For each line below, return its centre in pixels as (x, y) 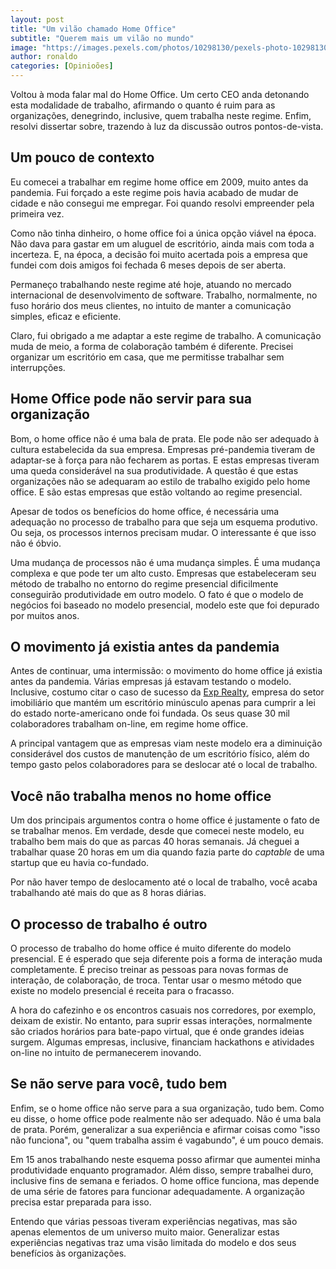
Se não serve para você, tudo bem (119, 1084)
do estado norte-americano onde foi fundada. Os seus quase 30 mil (150, 713)
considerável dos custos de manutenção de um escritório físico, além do (160, 754)
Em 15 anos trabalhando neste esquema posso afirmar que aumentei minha (165, 1159)
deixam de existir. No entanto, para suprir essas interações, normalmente (161, 1021)
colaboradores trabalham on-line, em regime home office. (129, 724)
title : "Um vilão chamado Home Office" (93, 29)
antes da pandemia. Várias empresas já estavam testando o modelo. (151, 682)
